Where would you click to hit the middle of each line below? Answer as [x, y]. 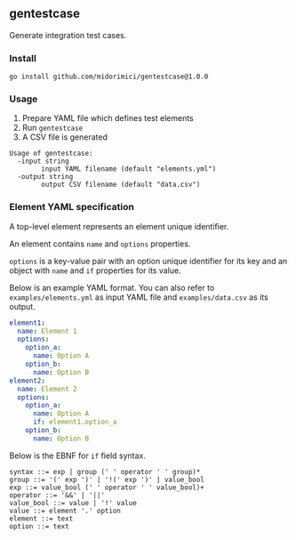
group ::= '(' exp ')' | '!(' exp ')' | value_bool [107, 480]
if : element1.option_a [75, 422]
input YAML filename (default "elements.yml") [129, 169]
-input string [43, 161]
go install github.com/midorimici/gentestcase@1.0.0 [109, 77]
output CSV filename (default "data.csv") [121, 185]
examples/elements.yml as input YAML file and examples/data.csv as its [139, 297]
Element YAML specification [72, 207]
